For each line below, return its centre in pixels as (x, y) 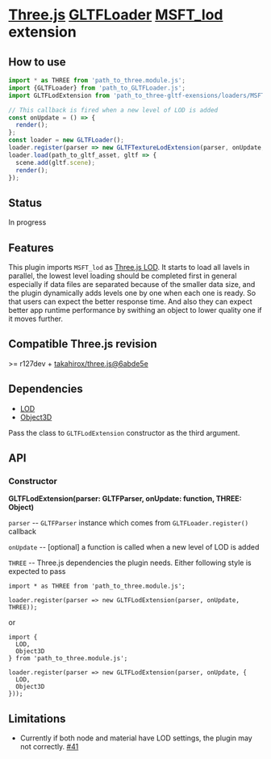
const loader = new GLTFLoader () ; (67, 140)
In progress (27, 222)
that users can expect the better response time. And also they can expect (130, 301)
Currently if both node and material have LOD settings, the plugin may (136, 738)
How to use (37, 62)
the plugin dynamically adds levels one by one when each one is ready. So (132, 293)
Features (31, 248)
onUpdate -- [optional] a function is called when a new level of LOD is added (134, 547)
